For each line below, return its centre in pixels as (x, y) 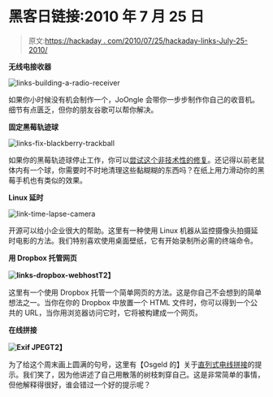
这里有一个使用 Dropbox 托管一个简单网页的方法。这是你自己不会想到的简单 (135, 292)
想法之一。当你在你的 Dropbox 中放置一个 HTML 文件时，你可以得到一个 (130, 302)
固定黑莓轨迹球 (33, 127)
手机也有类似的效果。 (51, 180)
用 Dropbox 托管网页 (43, 257)
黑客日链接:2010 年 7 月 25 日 (106, 17)
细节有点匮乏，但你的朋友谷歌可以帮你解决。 (83, 110)
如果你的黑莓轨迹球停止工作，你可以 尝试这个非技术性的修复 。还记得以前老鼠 (136, 160)
